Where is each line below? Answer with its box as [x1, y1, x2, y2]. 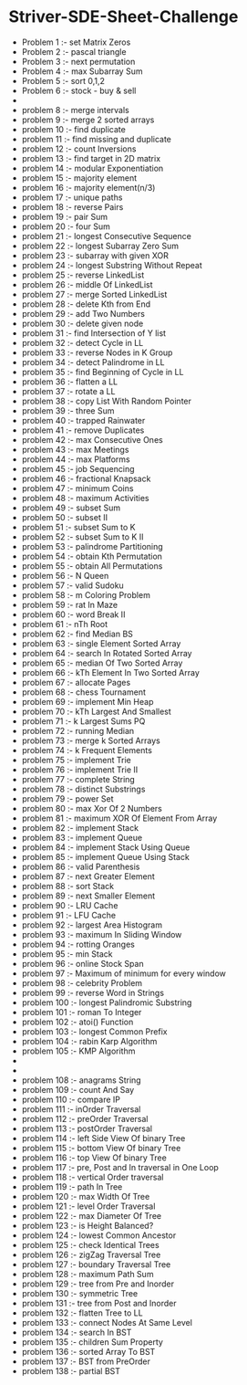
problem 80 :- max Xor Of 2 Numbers [21, 803, 163, 813]
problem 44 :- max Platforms [21, 454, 131, 465]
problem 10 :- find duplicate [21, 123, 127, 134]
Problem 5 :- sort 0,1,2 [21, 75, 106, 86]
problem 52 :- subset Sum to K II [21, 531, 144, 542]
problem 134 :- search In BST [21, 1327, 132, 1338]
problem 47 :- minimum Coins [21, 482, 134, 494]
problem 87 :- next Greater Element [21, 870, 156, 882]
